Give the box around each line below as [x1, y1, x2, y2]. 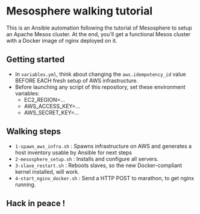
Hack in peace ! [6, 198, 66, 209]
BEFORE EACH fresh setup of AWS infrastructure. [14, 77, 139, 84]
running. [14, 181, 36, 188]
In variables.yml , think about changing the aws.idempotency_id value [14, 71, 187, 78]
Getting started [6, 54, 65, 65]
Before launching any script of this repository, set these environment [14, 83, 186, 90]
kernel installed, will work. [14, 168, 80, 175]
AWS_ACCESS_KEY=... [23, 102, 80, 110]
